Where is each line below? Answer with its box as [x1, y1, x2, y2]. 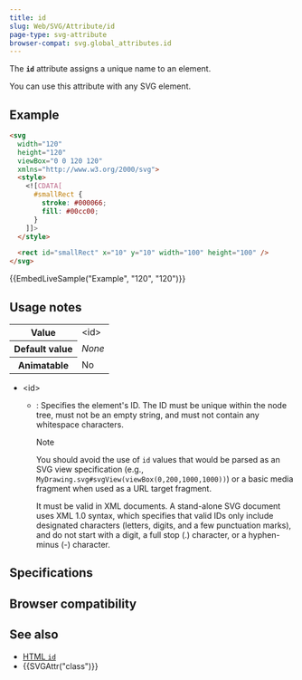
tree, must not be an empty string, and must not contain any [35, 409, 260, 420]
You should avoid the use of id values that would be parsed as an [35, 455, 280, 465]
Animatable [17, 359, 70, 371]
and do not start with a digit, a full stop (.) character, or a [35, 530, 247, 540]
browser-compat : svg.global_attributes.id [9, 38, 172, 48]
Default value [14, 343, 73, 355]
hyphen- [248, 530, 280, 540]
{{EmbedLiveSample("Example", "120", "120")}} [9, 273, 186, 284]
